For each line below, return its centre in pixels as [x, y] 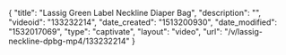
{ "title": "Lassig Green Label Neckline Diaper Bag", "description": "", [135, 13]
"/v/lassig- [244, 31]
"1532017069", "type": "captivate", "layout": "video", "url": [116, 31]
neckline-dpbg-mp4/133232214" [69, 41]
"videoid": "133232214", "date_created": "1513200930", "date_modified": [143, 22]
